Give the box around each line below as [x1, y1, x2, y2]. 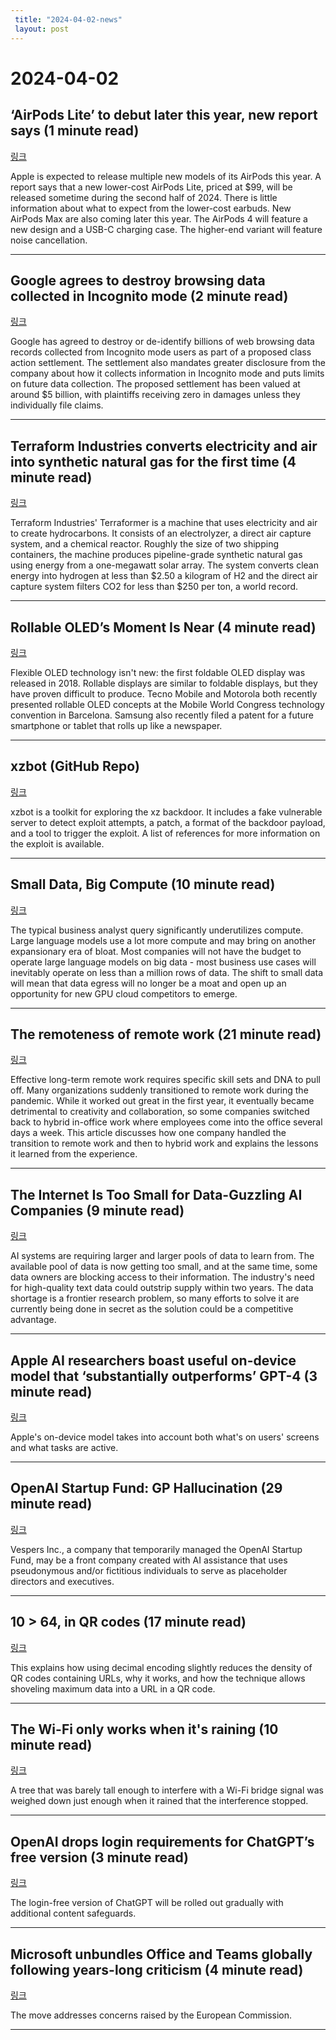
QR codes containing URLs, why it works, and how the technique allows [10, 1672, 306, 1684]
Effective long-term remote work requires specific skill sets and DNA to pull [10, 1074, 321, 1086]
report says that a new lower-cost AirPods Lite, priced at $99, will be [10, 181, 293, 193]
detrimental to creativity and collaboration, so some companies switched [10, 1106, 310, 1118]
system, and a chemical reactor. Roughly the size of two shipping [10, 538, 280, 550]
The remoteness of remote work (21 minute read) [10, 1026, 322, 1043]
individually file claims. [10, 399, 104, 411]
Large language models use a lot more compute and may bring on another [10, 934, 317, 946]
